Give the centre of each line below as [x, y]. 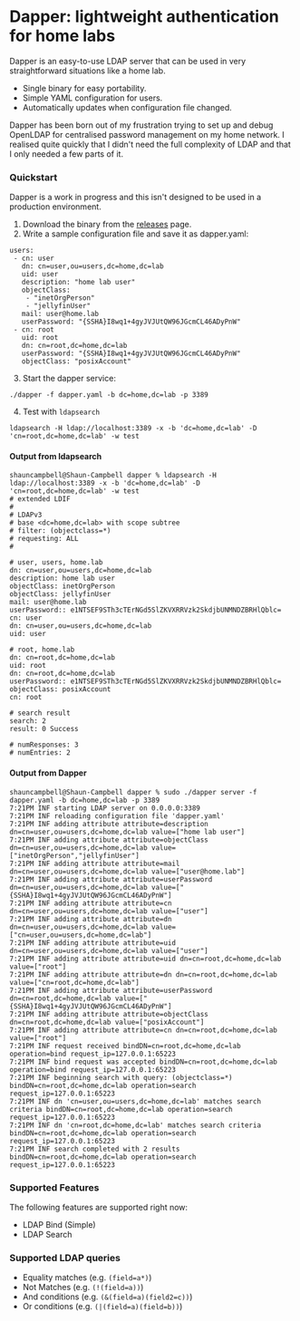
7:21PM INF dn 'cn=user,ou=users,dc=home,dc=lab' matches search [135, 1101]
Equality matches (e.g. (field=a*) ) [87, 1278]
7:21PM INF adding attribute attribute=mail [95, 863]
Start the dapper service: [69, 379]
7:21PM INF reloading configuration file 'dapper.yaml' [117, 816]
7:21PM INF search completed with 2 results [95, 1149]
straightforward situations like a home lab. [87, 71]
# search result [40, 713]
